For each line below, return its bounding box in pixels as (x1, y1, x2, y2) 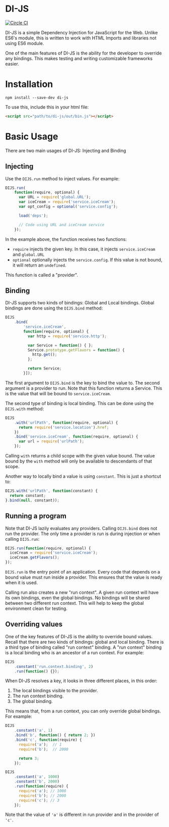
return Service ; (27, 366, 62, 371)
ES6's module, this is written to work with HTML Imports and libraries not (5, 35, 157, 41)
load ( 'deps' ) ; (18, 213, 49, 218)
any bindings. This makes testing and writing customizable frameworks (5, 55, 153, 61)
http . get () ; (32, 352, 57, 357)
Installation (5, 79, 53, 90)
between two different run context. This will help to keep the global (5, 600, 144, 606)
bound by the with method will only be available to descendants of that (5, 458, 152, 464)
